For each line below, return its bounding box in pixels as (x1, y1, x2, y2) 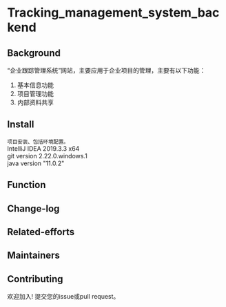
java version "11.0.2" (7, 159, 65, 167)
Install (7, 119, 34, 131)
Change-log (7, 203, 60, 214)
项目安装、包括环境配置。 (7, 138, 69, 145)
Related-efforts (7, 226, 75, 238)
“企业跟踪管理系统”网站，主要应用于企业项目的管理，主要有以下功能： (7, 66, 206, 74)
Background (7, 47, 61, 59)
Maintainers (7, 250, 61, 261)
